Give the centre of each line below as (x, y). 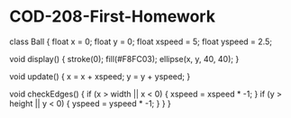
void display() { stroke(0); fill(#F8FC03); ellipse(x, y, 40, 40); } (124, 59)
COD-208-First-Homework (113, 17)
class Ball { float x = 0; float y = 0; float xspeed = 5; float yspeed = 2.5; (141, 41)
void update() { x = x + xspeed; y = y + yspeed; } (100, 76)
